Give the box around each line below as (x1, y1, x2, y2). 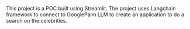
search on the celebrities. (6, 17, 68, 24)
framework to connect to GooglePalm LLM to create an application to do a (6, 11, 185, 18)
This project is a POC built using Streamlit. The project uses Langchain (6, 5, 177, 12)
